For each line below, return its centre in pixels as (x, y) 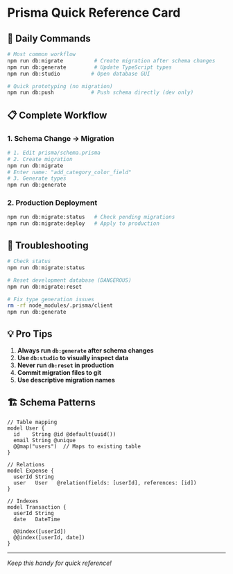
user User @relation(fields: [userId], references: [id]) (105, 483)
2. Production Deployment (52, 203)
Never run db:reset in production (66, 365)
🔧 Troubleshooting (48, 245)
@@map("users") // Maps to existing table (77, 446)
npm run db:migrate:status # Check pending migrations (91, 217)
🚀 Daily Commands (49, 39)
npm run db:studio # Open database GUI (79, 74)
